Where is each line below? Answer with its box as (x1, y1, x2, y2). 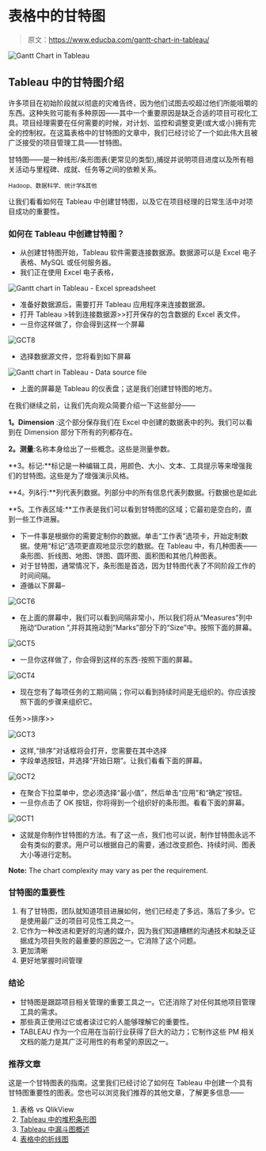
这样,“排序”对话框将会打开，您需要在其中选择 (19, 746, 168, 756)
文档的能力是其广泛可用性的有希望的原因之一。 (19, 1036, 173, 1046)
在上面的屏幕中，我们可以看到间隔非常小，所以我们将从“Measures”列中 (19, 613, 253, 622)
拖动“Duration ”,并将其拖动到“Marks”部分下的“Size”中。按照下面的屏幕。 (19, 623, 256, 632)
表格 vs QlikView (19, 1104, 74, 1114)
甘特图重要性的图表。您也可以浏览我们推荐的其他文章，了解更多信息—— (8, 1088, 244, 1097)
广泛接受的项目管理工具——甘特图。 (8, 138, 127, 147)
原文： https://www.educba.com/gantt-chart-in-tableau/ (27, 35, 210, 44)
